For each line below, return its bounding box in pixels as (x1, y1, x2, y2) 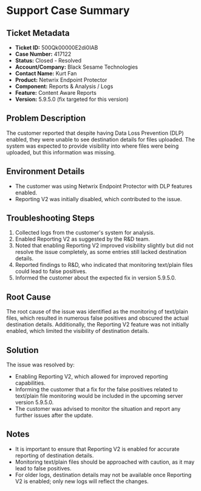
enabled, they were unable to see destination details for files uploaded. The (6, 136, 196, 143)
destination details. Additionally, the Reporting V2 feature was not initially (6, 321, 189, 328)
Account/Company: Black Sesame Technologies (15, 63, 138, 70)
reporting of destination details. (15, 452, 94, 459)
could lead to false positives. (15, 268, 87, 275)
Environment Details (6, 167, 85, 177)
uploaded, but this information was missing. (6, 148, 116, 156)
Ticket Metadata (6, 28, 70, 38)
